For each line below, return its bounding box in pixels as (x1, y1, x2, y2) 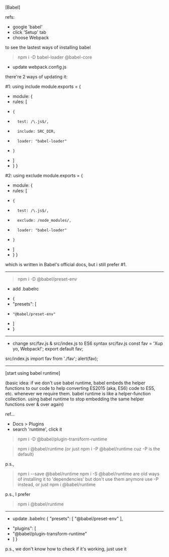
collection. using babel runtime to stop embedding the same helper (5, 396, 144, 402)
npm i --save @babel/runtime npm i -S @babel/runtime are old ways (17, 471, 160, 477)
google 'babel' (12, 24, 43, 30)
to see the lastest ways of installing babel (5, 44, 91, 50)
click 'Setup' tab (12, 29, 46, 35)
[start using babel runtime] (5, 370, 60, 376)
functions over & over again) (5, 401, 64, 407)
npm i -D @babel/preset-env (17, 276, 77, 282)
